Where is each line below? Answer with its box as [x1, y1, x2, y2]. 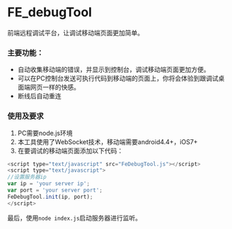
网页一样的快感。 [30, 83, 80, 92]
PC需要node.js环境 [17, 129, 73, 137]
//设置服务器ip [7, 174, 47, 181]
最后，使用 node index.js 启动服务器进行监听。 [7, 213, 142, 222]
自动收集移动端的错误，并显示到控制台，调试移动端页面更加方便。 [17, 65, 210, 74]
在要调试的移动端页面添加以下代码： [17, 146, 124, 155]
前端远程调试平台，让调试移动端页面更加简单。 [7, 28, 144, 37]
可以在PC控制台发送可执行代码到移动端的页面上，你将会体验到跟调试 [17, 74, 219, 83]
